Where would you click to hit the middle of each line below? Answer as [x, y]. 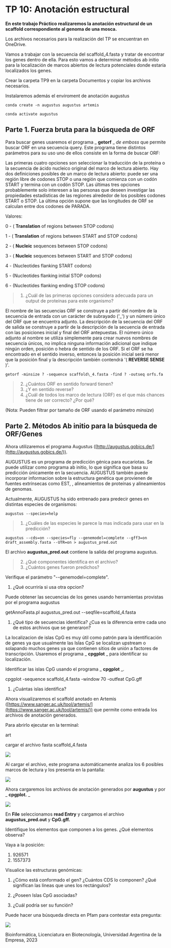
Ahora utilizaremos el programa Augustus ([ [51, 446]
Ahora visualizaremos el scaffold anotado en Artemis [61, 699]
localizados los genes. [29, 71]
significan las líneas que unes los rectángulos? [62, 885]
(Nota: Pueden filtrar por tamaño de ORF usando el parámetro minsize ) [80, 410]
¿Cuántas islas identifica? [39, 689]
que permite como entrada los [125, 709]
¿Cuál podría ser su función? [43, 905]
